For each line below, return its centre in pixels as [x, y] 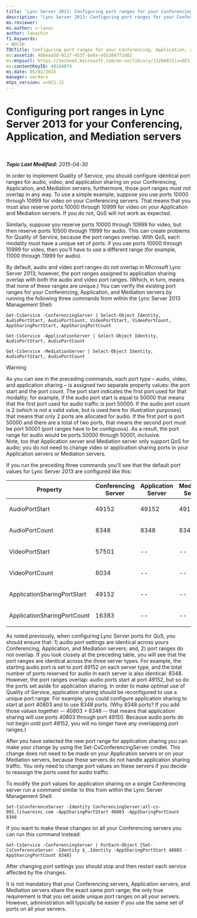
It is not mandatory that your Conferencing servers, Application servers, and [98, 884]
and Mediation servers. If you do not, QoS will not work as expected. [89, 213]
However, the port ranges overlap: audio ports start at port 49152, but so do [98, 679]
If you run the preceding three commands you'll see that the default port [93, 465]
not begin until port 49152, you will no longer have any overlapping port [92, 723]
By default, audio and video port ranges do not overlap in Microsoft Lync [94, 267]
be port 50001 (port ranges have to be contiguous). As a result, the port [93, 428]
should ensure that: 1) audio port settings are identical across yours [87, 642]
